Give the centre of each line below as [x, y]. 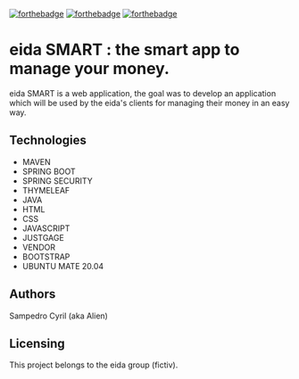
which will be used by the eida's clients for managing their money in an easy [149, 103]
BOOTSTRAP [46, 256]
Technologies [48, 140]
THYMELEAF [46, 190]
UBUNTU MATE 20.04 [63, 266]
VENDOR [39, 247]
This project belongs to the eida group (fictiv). [94, 365]
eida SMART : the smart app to [125, 50]
